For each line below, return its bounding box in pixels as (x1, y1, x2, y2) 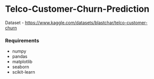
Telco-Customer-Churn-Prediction (5, 3, 150, 15)
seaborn (12, 64, 29, 70)
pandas (12, 53, 28, 59)
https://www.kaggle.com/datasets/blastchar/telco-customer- (24, 20, 148, 26)
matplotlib (12, 59, 33, 65)
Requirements (5, 37, 40, 44)
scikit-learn (12, 69, 35, 75)
